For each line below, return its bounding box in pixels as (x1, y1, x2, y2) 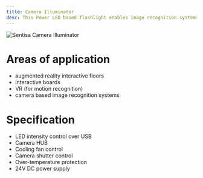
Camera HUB (14, 139, 48, 147)
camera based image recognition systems (14, 91, 120, 99)
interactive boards (14, 79, 60, 86)
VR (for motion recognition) (14, 85, 83, 93)
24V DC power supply (14, 165, 71, 173)
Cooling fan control (14, 146, 63, 153)
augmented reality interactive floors (14, 72, 105, 79)
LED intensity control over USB (14, 133, 92, 140)
